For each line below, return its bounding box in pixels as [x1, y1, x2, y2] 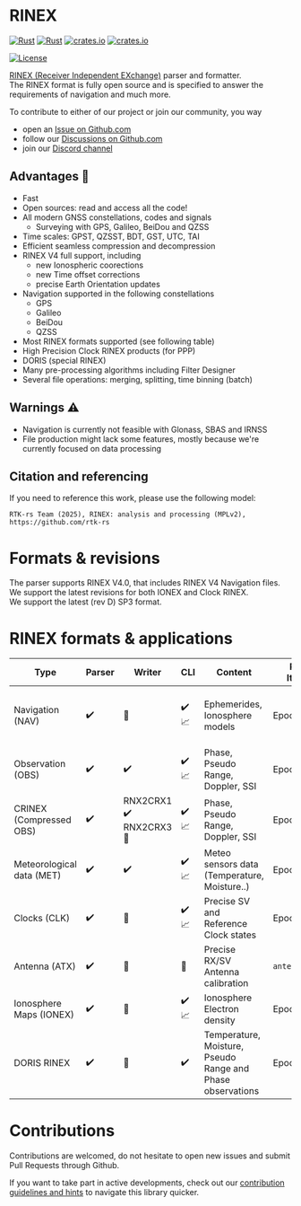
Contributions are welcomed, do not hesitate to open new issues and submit [9, 1150, 291, 1161]
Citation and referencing [9, 469, 149, 484]
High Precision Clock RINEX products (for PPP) [21, 345, 196, 356]
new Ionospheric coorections [35, 260, 144, 270]
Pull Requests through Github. [9, 1160, 120, 1171]
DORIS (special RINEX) [21, 355, 107, 365]
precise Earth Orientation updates [35, 278, 161, 289]
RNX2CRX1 [123, 795, 173, 807]
